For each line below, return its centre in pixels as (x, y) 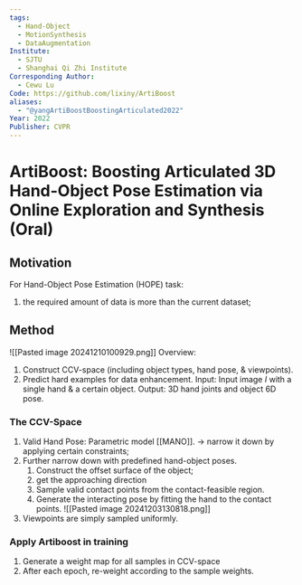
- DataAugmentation (54, 43)
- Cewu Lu (36, 85)
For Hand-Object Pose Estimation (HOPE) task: (96, 284)
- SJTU (30, 60)
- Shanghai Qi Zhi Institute (72, 69)
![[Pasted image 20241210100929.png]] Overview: (103, 352)
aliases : (26, 102)
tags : (19, 18)
